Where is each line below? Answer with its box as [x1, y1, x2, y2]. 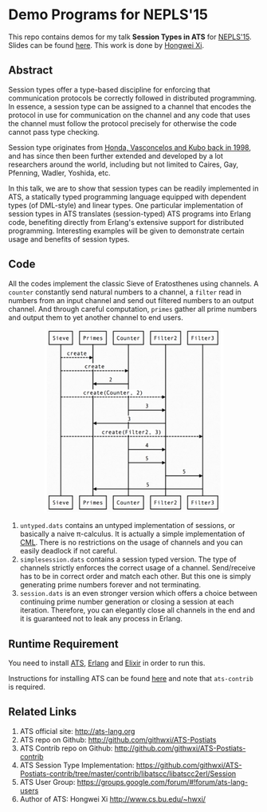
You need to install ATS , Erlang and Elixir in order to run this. [8, 658, 206, 668]
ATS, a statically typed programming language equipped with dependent [8, 191, 247, 201]
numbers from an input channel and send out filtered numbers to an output [8, 295, 254, 305]
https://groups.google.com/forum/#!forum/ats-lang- [77, 777, 249, 786]
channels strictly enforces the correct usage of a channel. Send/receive [19, 563, 256, 573]
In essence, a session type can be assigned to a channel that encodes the [8, 101, 252, 111]
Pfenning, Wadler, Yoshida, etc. [8, 168, 111, 177]
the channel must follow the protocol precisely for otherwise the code [8, 118, 238, 128]
